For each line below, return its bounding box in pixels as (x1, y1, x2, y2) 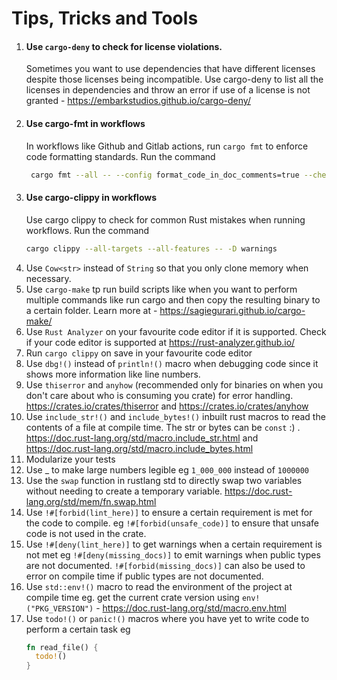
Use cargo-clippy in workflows (25, 192, 158, 204)
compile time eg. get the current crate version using (25, 591, 240, 603)
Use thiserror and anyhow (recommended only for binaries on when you (25, 378, 324, 391)
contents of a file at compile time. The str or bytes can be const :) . (25, 421, 301, 433)
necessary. (25, 272, 72, 284)
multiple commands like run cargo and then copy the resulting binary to (25, 293, 321, 306)
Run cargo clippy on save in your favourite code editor (25, 347, 253, 359)
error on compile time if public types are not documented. (25, 570, 264, 582)
